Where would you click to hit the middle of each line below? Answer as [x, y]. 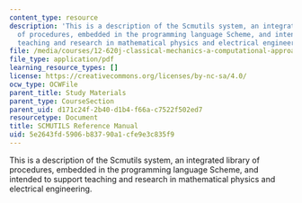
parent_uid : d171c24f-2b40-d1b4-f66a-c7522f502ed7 [106, 110]
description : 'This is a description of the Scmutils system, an [134, 26]
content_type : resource [54, 18]
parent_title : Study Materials [68, 93]
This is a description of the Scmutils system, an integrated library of [135, 160]
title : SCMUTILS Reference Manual [74, 127]
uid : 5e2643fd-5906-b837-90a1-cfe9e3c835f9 [92, 135]
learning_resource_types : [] [64, 68]
